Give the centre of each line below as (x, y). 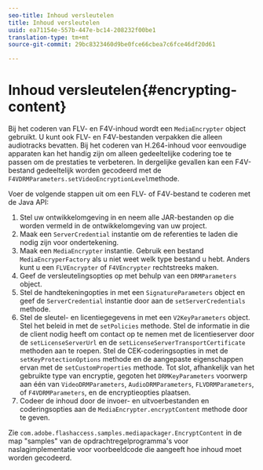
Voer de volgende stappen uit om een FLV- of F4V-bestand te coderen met (130, 194)
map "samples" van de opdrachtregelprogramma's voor (99, 441)
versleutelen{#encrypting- (148, 90)
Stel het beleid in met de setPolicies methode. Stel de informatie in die (134, 326)
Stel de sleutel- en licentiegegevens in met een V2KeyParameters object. (135, 318)
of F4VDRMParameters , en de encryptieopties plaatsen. (105, 392)
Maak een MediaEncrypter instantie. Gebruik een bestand (111, 251)
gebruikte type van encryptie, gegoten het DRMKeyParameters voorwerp (133, 376)
